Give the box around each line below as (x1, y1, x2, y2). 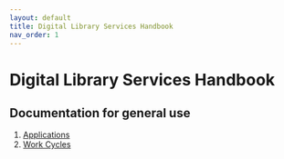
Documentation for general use (9, 105, 191, 121)
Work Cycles (22, 139, 71, 150)
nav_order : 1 (9, 30, 59, 39)
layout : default (9, 13, 71, 23)
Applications (22, 129, 70, 141)
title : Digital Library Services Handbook (9, 22, 174, 31)
